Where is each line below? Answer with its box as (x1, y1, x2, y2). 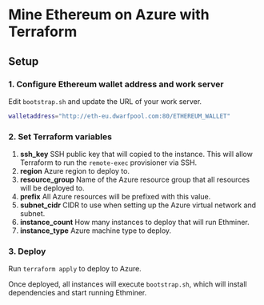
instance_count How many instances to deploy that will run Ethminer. (19, 218, 250, 227)
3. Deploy (8, 246, 46, 257)
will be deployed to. (19, 183, 85, 193)
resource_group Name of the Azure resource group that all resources (19, 175, 250, 185)
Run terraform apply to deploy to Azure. (8, 264, 142, 274)
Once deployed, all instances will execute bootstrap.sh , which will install (8, 279, 247, 289)
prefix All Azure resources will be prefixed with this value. (19, 192, 211, 202)
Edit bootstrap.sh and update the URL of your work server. (8, 96, 202, 106)
